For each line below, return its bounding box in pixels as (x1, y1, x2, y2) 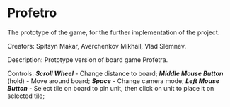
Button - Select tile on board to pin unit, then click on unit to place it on (7, 84, 214, 92)
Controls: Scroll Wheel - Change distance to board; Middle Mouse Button (7, 69, 224, 77)
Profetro (7, 5, 57, 21)
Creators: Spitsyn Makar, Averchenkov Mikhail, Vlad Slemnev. (7, 42, 186, 50)
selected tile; (7, 92, 45, 100)
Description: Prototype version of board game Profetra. (7, 55, 168, 64)
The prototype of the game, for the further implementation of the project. (7, 28, 220, 37)
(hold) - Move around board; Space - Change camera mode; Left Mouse (7, 76, 219, 85)
